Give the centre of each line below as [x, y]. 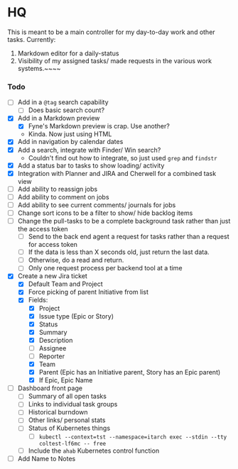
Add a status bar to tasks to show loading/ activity [91, 165]
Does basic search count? [66, 110]
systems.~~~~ [39, 68]
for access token [53, 245]
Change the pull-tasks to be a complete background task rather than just [124, 221]
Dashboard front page [50, 388]
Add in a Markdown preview [59, 118]
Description [56, 340]
